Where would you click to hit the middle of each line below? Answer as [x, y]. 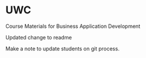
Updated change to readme [39, 37]
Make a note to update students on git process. [62, 48]
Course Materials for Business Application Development [73, 26]
